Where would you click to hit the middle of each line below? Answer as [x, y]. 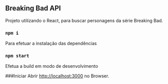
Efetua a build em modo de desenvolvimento [52, 66]
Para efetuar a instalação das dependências [51, 44]
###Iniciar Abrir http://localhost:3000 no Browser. [57, 76]
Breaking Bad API [33, 8]
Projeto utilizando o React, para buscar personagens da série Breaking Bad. [84, 20]
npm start [17, 56]
